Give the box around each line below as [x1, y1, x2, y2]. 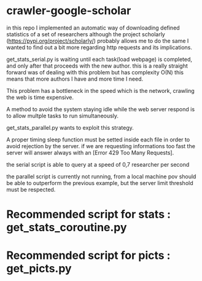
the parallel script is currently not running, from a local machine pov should [6, 173, 196, 180]
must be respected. [6, 186, 56, 193]
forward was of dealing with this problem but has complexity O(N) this [6, 68, 184, 76]
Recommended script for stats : [6, 207, 171, 221]
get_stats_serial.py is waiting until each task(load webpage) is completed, [6, 55, 192, 63]
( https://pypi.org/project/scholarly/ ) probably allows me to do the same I [6, 37, 189, 44]
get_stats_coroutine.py [6, 221, 127, 234]
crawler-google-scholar [6, 4, 131, 18]
